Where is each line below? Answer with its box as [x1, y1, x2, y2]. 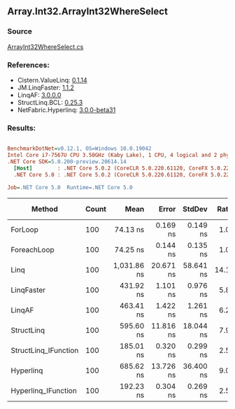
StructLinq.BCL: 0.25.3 [17, 98, 83, 106]
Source [7, 27, 33, 36]
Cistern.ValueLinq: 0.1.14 [17, 76, 87, 84]
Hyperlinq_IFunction [10, 385, 77, 395]
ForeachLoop [10, 244, 55, 254]
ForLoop [10, 224, 38, 234]
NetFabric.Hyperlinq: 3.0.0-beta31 [17, 105, 116, 114]
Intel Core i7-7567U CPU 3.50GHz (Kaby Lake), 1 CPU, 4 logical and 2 [7, 152, 218, 159]
